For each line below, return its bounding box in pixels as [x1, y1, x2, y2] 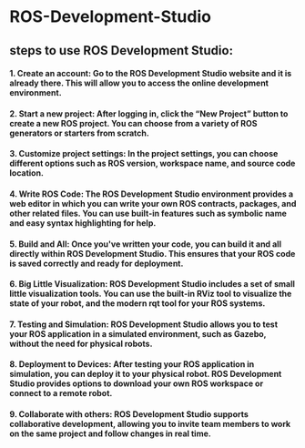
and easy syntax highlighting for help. [9, 217, 157, 229]
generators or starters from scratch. [9, 127, 150, 138]
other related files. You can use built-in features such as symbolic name [9, 208, 287, 219]
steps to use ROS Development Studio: [9, 43, 234, 58]
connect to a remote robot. [9, 388, 113, 399]
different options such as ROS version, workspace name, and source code [9, 158, 296, 169]
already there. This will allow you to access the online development [9, 77, 269, 88]
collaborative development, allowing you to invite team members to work [9, 418, 291, 429]
